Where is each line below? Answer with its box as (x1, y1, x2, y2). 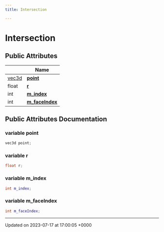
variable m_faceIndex (5, 197, 57, 204)
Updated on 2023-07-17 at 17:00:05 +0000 (5, 222, 92, 228)
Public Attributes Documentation (5, 115, 107, 124)
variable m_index (5, 175, 46, 182)
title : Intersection (5, 7, 47, 12)
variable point (5, 129, 39, 136)
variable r (5, 152, 28, 159)
